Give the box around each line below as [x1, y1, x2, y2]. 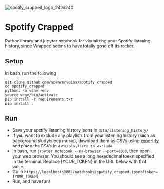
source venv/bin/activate [5, 92, 58, 97]
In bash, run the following [5, 70, 56, 76]
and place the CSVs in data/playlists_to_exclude [12, 143, 113, 148]
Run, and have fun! [12, 178, 50, 184]
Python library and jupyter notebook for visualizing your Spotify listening [5, 38, 151, 43]
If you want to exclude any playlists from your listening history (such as [12, 132, 155, 138]
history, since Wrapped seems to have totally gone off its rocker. [5, 43, 135, 49]
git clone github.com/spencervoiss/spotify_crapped [5, 80, 112, 84]
